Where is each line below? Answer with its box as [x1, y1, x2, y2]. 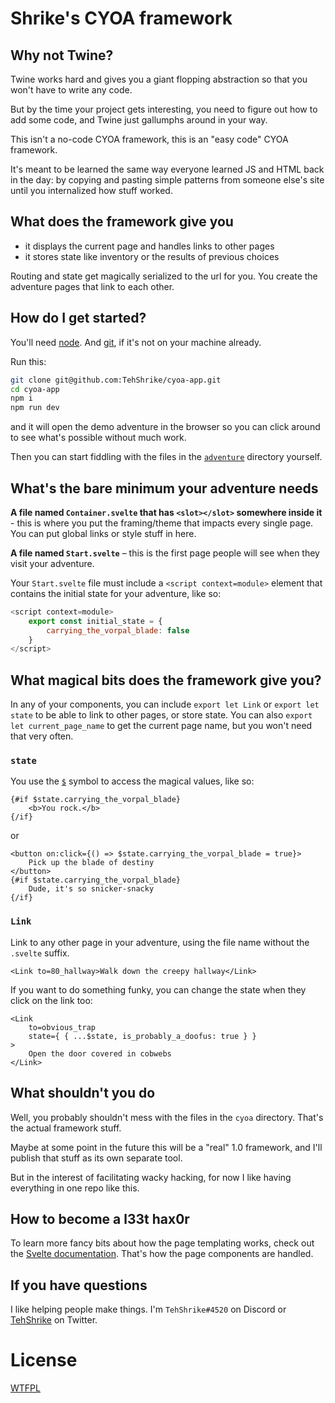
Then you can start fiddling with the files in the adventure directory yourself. [10, 451, 323, 463]
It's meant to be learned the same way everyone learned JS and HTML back [10, 163, 325, 175]
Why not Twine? [10, 47, 114, 64]
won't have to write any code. [10, 84, 133, 96]
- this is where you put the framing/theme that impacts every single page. [10, 517, 314, 529]
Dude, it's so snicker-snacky [28, 884, 155, 894]
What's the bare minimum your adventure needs [10, 480, 319, 497]
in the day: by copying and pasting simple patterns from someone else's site [10, 174, 325, 186]
